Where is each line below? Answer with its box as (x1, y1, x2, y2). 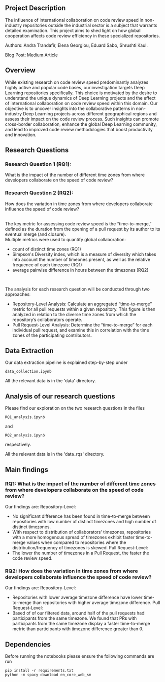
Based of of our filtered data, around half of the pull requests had (12, 610, 145, 616)
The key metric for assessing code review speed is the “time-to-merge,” (5, 220, 152, 226)
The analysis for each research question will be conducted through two (5, 286, 150, 292)
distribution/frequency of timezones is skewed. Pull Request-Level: (12, 544, 148, 550)
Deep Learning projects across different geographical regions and (23, 110, 157, 116)
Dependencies (5, 640, 51, 648)
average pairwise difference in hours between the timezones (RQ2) (12, 267, 149, 273)
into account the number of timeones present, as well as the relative (12, 256, 151, 262)
